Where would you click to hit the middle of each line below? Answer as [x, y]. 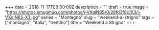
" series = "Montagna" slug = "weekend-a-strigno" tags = [96, 17]
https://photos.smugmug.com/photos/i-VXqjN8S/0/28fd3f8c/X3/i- [74, 12]
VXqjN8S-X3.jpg [22, 17]
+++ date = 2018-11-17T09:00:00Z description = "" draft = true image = [77, 7]
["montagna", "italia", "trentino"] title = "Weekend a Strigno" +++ [70, 22]
